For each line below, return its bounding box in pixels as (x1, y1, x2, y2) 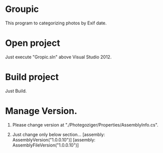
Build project (5, 71, 59, 83)
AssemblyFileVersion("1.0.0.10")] (12, 142, 79, 148)
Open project (5, 37, 61, 49)
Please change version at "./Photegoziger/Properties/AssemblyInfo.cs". (12, 122, 159, 128)
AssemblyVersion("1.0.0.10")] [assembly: (12, 137, 96, 143)
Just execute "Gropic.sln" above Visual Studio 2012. (5, 54, 112, 60)
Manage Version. (5, 106, 78, 117)
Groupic (5, 3, 39, 15)
